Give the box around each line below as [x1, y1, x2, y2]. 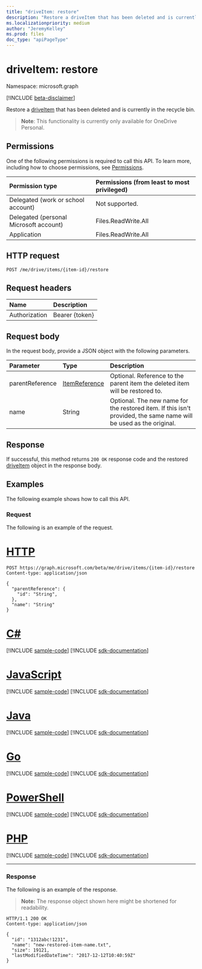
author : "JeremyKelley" [6, 25, 66, 32]
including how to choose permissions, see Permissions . [6, 164, 144, 171]
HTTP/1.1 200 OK [6, 915, 47, 921]
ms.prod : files [6, 31, 44, 37]
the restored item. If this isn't [110, 404, 191, 413]
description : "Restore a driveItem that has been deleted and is [6, 14, 173, 20]
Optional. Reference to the [110, 372, 185, 380]
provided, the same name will [110, 411, 193, 420]
